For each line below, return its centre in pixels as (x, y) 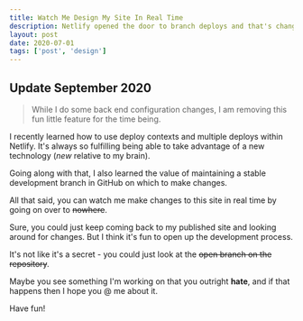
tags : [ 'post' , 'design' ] (58, 51)
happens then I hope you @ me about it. (83, 290)
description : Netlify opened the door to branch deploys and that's (141, 26)
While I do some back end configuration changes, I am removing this (159, 109)
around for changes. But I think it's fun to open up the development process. (151, 236)
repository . (29, 263)
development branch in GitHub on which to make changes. (119, 182)
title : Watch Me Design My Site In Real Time (96, 18)
